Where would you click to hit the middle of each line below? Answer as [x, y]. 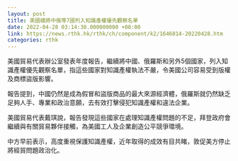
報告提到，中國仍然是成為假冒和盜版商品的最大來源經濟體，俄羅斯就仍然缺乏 [119, 94]
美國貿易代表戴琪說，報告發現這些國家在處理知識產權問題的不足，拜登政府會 [119, 118]
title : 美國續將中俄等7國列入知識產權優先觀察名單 [73, 20]
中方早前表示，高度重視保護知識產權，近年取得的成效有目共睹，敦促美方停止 [119, 141]
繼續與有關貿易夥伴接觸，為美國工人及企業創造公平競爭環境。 [97, 126]
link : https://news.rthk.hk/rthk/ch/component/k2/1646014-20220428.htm [115, 34]
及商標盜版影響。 [32, 79]
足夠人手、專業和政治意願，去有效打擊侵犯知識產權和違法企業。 [100, 102]
